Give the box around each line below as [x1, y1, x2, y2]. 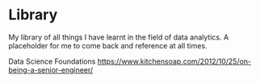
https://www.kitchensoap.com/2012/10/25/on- [97, 56, 252, 66]
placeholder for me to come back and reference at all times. [8, 40, 208, 50]
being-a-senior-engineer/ [8, 64, 94, 74]
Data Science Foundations [8, 56, 96, 66]
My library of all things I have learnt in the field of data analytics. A [8, 32, 229, 42]
